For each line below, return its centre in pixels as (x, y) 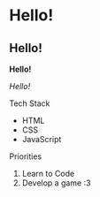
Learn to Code (48, 174)
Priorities (26, 156)
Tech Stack (30, 103)
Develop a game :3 (56, 183)
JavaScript (42, 139)
